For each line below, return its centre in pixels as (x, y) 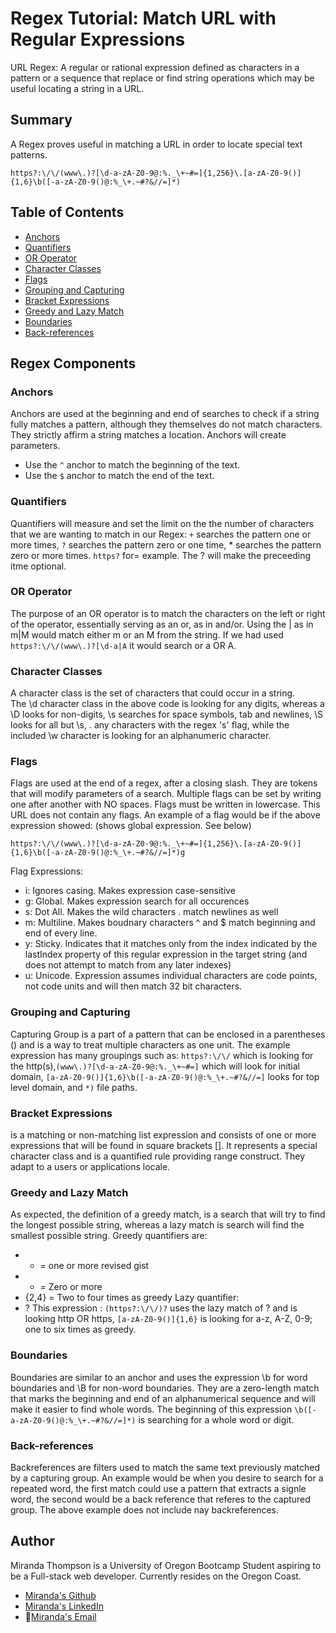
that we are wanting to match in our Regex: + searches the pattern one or (161, 534)
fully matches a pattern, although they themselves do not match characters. (166, 424)
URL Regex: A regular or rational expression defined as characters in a (155, 67)
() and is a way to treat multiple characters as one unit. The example (150, 1044)
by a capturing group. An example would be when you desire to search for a (167, 1478)
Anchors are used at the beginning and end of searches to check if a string (165, 414)
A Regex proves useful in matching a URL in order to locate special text (156, 144)
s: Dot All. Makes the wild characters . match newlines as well (151, 912)
